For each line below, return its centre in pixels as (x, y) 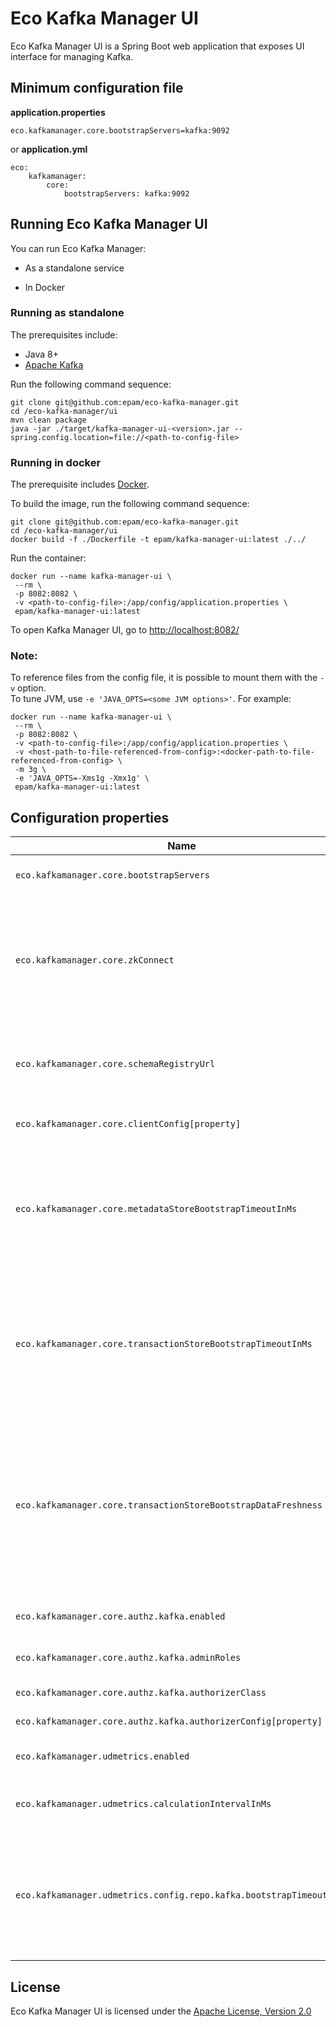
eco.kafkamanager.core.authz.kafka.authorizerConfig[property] (169, 1721)
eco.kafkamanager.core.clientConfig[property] (128, 1124)
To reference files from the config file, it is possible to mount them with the (164, 678)
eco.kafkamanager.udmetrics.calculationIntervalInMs (143, 1804)
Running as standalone (67, 313)
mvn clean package (48, 420)
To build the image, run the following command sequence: (130, 504)
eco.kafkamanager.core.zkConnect (95, 960)
